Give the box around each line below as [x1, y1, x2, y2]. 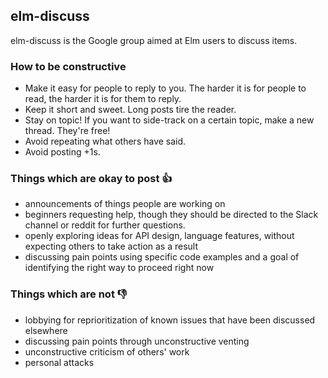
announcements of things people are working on [24, 198, 226, 210]
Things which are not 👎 [10, 287, 128, 301]
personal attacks [24, 356, 95, 368]
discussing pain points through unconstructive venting [24, 335, 250, 347]
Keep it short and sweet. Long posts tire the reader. [24, 104, 237, 116]
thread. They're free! [24, 125, 111, 137]
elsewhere [24, 324, 68, 336]
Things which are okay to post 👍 [10, 172, 173, 186]
